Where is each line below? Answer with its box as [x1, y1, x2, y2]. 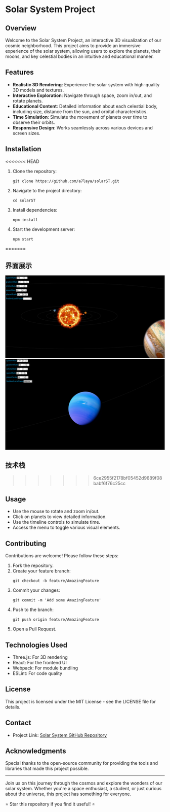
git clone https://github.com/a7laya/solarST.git [12, 179, 120, 184]
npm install [12, 217, 38, 222]
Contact [5, 719, 31, 727]
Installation [5, 145, 41, 153]
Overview [5, 24, 37, 32]
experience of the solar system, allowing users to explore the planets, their [5, 48, 161, 54]
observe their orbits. [12, 119, 55, 125]
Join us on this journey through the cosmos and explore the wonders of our [5, 780, 163, 786]
